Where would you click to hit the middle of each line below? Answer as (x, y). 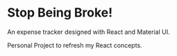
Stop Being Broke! (60, 13)
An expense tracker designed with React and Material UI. (88, 32)
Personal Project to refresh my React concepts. (75, 45)
